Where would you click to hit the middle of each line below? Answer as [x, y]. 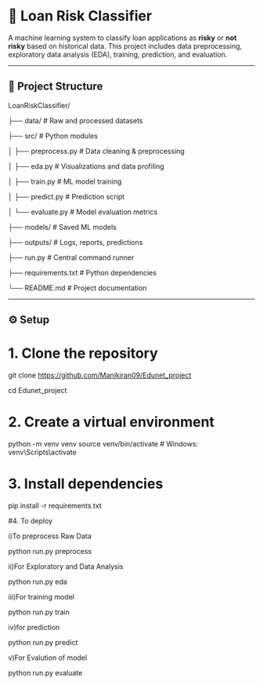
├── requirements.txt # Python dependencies [82, 272]
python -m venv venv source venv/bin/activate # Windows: [103, 444]
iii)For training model [41, 596]
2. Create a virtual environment [112, 422]
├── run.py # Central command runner [71, 257]
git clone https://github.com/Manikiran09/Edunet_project [100, 375]
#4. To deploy [31, 520]
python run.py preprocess [50, 551]
